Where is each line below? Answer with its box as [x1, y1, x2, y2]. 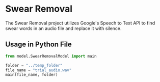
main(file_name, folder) [5, 72, 58, 77]
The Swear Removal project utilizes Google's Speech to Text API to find [5, 20, 155, 26]
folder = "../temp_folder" [5, 63, 63, 68]
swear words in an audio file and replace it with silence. [5, 25, 122, 31]
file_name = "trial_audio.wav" [5, 67, 72, 73]
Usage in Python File [5, 40, 72, 49]
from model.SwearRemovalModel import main [5, 53, 97, 59]
